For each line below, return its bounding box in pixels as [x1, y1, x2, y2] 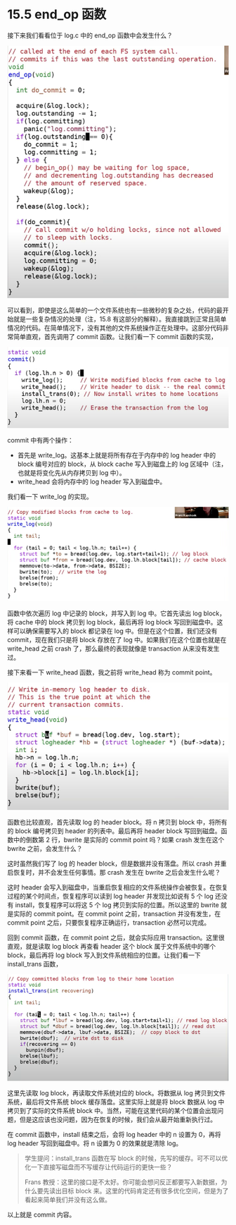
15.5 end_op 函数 [7, 6, 107, 23]
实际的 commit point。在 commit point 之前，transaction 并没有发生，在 [13, 909, 221, 918]
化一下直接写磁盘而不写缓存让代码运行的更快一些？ [24, 1163, 173, 1171]
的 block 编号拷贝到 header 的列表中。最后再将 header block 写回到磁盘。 [7, 826, 221, 835]
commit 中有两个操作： [7, 436, 74, 444]
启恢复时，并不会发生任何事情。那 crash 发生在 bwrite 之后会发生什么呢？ [7, 868, 221, 876]
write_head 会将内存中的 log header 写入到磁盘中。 [17, 477, 166, 486]
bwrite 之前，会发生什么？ [7, 844, 83, 853]
